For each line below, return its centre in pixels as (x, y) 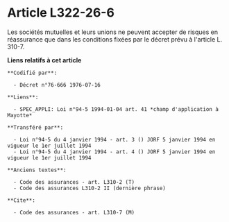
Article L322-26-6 (61, 13)
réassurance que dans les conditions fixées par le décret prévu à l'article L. (115, 39)
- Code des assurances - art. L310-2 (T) (74, 182)
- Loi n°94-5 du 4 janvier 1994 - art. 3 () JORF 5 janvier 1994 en (114, 139)
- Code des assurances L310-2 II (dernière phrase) (90, 188)
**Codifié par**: (32, 73)
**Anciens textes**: (37, 170)
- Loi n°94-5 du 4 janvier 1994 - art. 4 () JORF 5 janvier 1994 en (114, 152)
